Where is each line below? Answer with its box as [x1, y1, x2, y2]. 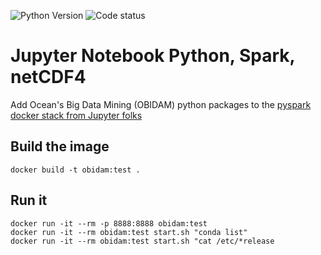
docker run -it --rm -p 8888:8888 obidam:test [10, 218, 208, 229]
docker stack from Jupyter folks [10, 109, 143, 121]
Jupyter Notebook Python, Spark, [10, 45, 296, 67]
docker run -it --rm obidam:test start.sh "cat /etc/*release [10, 236, 275, 246]
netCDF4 [10, 66, 87, 89]
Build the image [10, 138, 110, 155]
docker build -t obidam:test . [10, 165, 141, 175]
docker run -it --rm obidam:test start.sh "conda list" [10, 227, 248, 237]
